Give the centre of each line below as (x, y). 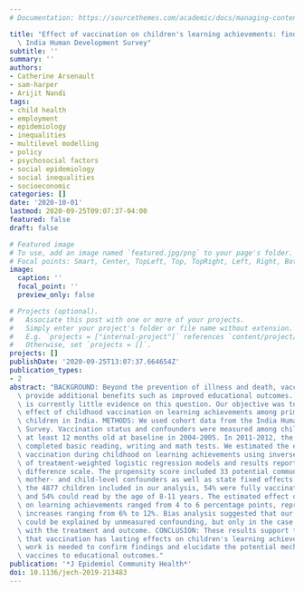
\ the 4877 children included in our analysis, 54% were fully (139, 489)
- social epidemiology (52, 169)
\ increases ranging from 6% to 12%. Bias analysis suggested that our (156, 513)
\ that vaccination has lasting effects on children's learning (141, 539)
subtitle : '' (34, 51)
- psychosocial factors (54, 160)
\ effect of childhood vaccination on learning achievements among (147, 412)
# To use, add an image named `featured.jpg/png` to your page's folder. (152, 253)
